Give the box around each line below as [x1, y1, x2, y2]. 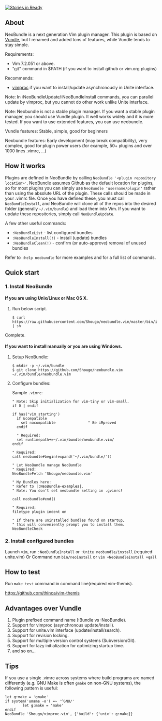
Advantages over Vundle [5, 604, 82, 612]
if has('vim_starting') [12, 412, 60, 417]
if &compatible [16, 416, 47, 421]
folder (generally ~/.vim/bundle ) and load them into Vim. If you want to [5, 206, 146, 211]
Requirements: [5, 51, 34, 57]
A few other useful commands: [5, 220, 66, 226]
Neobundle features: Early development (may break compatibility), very [5, 137, 147, 143]
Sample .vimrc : [12, 390, 43, 396]
